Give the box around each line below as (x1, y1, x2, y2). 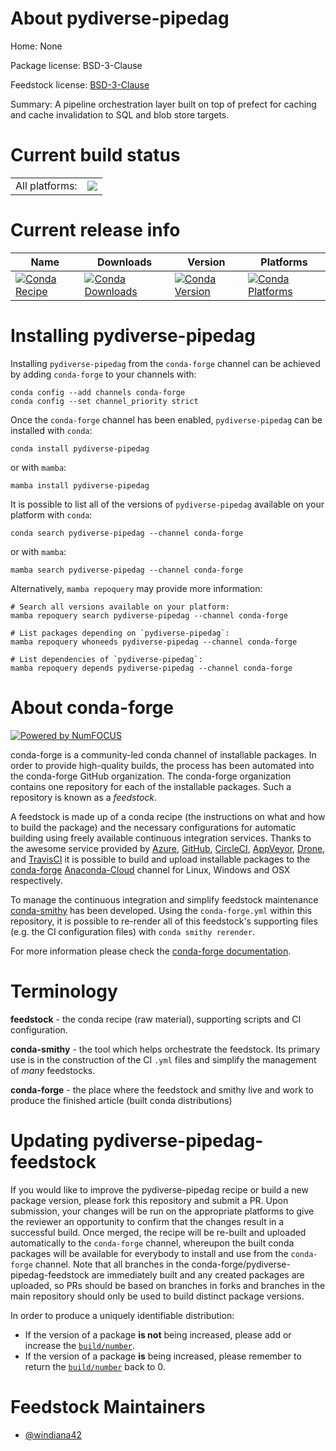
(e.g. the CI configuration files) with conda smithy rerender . (10, 925, 255, 937)
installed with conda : (10, 424, 93, 436)
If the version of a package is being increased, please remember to (24, 1350, 302, 1362)
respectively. (10, 874, 63, 886)
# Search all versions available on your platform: (10, 602, 230, 612)
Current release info (10, 219, 181, 242)
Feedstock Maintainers (10, 1395, 206, 1418)
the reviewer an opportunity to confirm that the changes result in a (10, 1215, 285, 1227)
